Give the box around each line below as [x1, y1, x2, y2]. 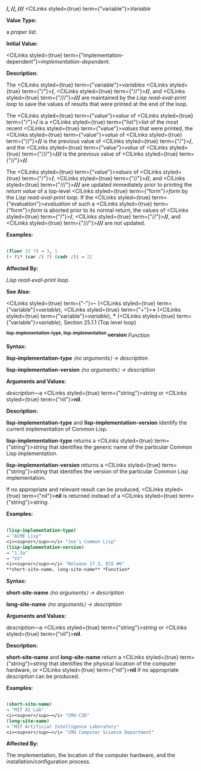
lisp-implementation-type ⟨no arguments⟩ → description [6, 354, 148, 362]
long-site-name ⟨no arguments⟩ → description [6, 600, 122, 608]
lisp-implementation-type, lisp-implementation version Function [6, 330, 150, 339]
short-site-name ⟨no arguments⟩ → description [6, 589, 124, 596]
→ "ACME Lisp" [6, 533, 42, 539]
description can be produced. [6, 673, 80, 680]
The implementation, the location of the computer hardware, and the [6, 752, 176, 759]
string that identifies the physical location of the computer [32, 660, 176, 667]
